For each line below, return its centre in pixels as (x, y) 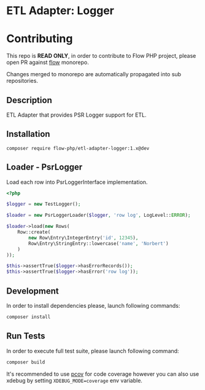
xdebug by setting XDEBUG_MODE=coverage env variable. (75, 380)
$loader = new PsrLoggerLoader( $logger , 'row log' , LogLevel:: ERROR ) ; (99, 216)
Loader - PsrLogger (44, 167)
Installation (28, 134)
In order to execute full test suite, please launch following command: (93, 351)
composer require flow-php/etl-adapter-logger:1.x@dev (78, 148)
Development (33, 291)
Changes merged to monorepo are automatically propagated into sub (94, 74)
